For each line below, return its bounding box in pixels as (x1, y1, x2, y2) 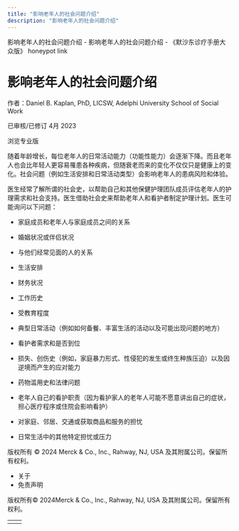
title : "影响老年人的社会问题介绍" (7, 10, 100, 18)
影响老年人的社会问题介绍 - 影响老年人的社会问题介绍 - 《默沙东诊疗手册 (7, 37, 220, 46)
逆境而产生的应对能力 (17, 363, 80, 371)
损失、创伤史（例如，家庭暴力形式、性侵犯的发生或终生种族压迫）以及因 (17, 354, 230, 363)
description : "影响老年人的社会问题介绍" (7, 17, 119, 24)
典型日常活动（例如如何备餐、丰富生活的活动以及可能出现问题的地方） (17, 324, 224, 332)
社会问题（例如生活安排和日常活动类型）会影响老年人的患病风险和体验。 (19, 170, 232, 178)
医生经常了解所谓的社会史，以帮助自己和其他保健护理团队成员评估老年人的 (7, 185, 225, 193)
